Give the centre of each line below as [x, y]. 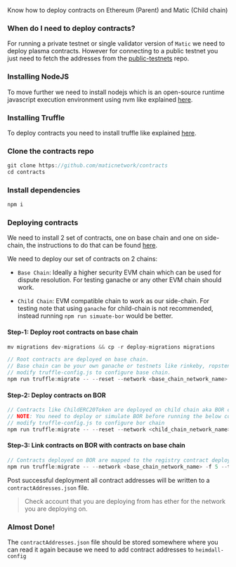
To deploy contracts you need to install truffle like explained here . [102, 133]
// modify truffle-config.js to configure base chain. [89, 373]
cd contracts [26, 172]
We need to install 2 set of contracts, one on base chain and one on [105, 238]
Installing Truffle [36, 117]
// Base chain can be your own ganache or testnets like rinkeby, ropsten [119, 366]
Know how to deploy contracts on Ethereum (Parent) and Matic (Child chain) [118, 10]
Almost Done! [31, 527]
